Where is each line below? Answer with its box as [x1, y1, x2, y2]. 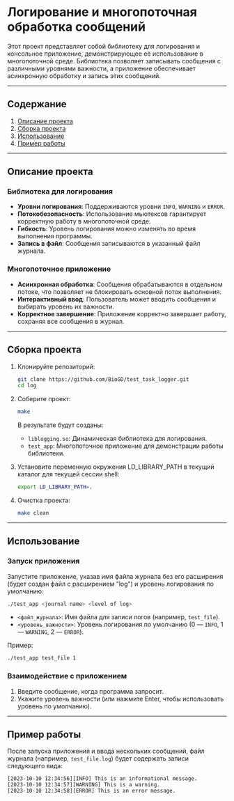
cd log [17, 382, 37, 389]
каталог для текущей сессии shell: [17, 470, 120, 479]
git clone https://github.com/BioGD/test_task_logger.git [17, 375, 189, 383]
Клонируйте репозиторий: [17, 362, 95, 371]
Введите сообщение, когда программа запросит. [17, 687, 164, 695]
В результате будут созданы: [17, 421, 104, 429]
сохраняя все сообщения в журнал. [17, 317, 125, 325]
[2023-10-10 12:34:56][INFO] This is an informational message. [7, 775, 198, 782]
